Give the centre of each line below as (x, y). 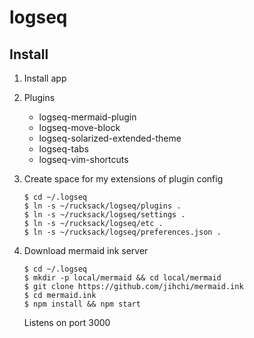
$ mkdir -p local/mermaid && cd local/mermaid (122, 278)
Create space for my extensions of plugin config (123, 179)
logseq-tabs (63, 149)
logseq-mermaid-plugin (87, 117)
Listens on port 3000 (67, 322)
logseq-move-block (79, 127)
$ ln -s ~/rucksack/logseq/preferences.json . (122, 232)
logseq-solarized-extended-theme (110, 138)
